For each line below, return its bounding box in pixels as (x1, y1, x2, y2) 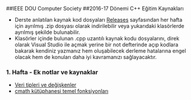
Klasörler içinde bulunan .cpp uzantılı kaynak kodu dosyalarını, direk (14, 35, 180, 42)
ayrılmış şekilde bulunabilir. (14, 29, 81, 36)
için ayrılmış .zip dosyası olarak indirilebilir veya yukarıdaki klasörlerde (14, 23, 185, 29)
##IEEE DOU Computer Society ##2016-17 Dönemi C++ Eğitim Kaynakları (6, 5, 184, 12)
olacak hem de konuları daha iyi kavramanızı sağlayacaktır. (14, 54, 157, 60)
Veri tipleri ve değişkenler (14, 81, 76, 88)
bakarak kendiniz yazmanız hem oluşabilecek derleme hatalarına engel (14, 47, 186, 54)
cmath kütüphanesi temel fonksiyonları (14, 88, 109, 95)
